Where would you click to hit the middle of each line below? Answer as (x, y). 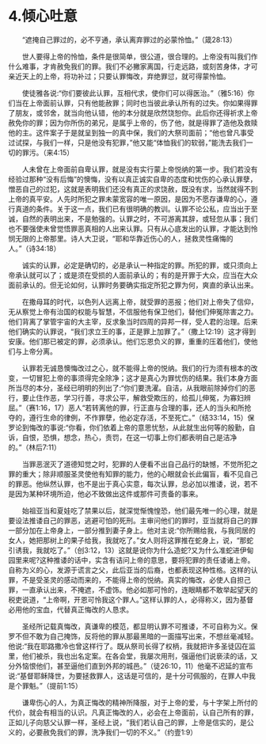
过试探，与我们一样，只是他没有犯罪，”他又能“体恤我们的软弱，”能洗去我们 (127, 142)
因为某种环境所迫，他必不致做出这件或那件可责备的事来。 (108, 493)
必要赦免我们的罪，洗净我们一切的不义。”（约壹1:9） (113, 732)
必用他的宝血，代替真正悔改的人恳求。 (70, 609)
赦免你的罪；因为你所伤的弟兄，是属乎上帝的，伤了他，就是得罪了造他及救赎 (133, 123)
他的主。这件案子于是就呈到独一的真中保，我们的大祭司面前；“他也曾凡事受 (131, 132)
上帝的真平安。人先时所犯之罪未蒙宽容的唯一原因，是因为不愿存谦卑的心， (129, 199)
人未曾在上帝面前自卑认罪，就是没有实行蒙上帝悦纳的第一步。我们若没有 (140, 169)
